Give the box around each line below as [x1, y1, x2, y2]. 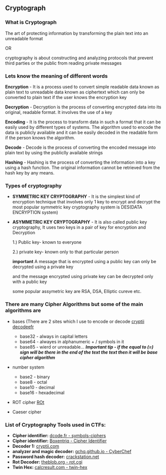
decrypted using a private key [12, 264, 73, 270]
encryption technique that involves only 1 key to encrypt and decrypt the [12, 199, 161, 205]
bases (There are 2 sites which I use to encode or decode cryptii [12, 318, 145, 324]
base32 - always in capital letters [19, 333, 88, 339]
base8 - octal [19, 379, 47, 385]
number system [12, 364, 45, 370]
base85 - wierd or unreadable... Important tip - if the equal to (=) [19, 344, 154, 350]
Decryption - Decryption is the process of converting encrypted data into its [5, 104, 162, 110]
